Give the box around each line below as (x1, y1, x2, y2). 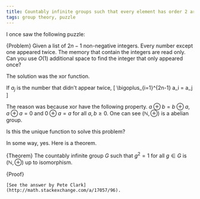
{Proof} (6, 170, 24, 178)
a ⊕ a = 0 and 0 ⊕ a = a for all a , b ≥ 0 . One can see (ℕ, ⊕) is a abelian (6, 110, 189, 117)
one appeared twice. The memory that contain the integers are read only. (6, 48, 186, 55)
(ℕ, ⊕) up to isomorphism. (6, 159, 73, 166)
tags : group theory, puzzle (6, 14, 76, 20)
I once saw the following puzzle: (6, 30, 85, 37)
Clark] (70, 182, 86, 188)
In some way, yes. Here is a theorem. (6, 140, 97, 147)
